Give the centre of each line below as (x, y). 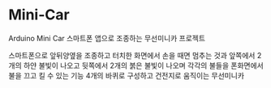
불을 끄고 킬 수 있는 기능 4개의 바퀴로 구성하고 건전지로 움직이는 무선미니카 (127, 75)
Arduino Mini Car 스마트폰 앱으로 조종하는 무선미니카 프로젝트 (107, 38)
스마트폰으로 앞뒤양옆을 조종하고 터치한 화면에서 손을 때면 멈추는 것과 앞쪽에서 (132, 55)
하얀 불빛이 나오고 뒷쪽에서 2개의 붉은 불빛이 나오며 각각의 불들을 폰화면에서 (143, 65)
